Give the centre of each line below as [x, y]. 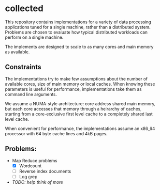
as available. [17, 52]
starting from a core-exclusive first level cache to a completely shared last [79, 114]
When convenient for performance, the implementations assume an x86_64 [80, 128]
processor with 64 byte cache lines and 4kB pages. [56, 133]
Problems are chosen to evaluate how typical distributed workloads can [76, 32]
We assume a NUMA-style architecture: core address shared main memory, [80, 103]
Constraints [23, 67]
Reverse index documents [45, 171]
